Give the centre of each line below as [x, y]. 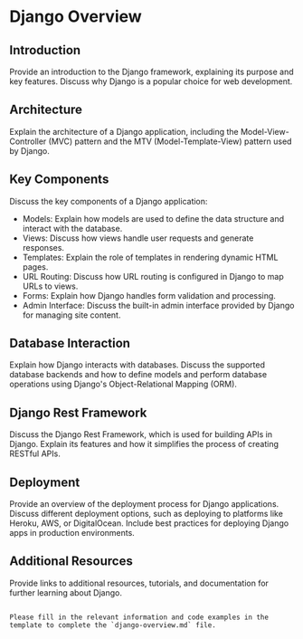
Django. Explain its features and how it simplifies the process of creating [144, 444]
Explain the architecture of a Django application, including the [124, 131]
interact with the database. [72, 228]
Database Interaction [70, 343]
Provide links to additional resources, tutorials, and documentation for [139, 583]
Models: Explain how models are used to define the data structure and [153, 218]
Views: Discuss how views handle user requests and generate [138, 238]
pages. [35, 267]
